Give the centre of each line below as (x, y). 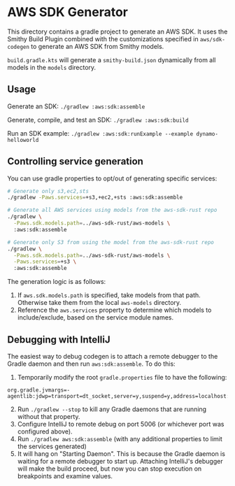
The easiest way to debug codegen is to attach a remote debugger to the (113, 356)
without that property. (49, 416)
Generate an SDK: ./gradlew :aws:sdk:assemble (76, 106)
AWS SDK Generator (67, 12)
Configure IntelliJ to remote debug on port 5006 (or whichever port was (121, 424)
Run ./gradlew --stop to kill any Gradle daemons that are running (112, 409)
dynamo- (207, 134)
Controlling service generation (75, 162)
